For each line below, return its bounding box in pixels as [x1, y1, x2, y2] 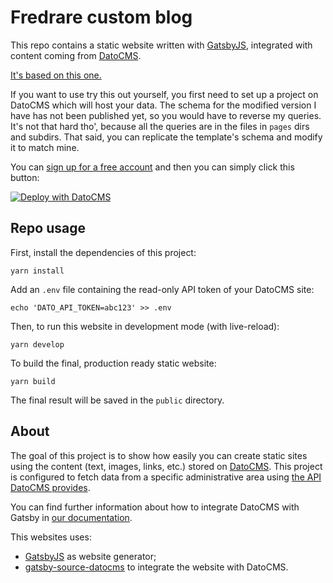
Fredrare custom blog [10, 6, 193, 29]
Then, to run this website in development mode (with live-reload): [10, 320, 280, 332]
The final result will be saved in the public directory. [10, 394, 225, 406]
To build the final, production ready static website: [10, 357, 217, 369]
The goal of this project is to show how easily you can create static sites [10, 449, 308, 461]
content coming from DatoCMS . [10, 49, 142, 61]
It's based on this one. [10, 69, 102, 81]
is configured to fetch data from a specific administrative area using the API [10, 471, 322, 483]
